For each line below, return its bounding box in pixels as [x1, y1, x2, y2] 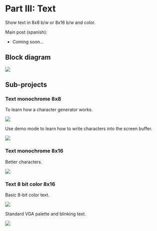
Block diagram [5, 53, 51, 62]
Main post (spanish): [5, 29, 47, 35]
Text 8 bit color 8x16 [5, 180, 56, 187]
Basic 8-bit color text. [5, 192, 50, 198]
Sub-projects [5, 81, 47, 89]
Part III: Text [5, 3, 56, 14]
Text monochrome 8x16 [5, 147, 64, 154]
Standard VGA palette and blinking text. [5, 211, 86, 217]
